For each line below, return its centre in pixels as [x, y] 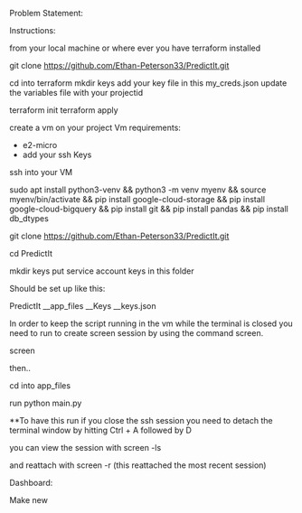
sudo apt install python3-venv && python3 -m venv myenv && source [138, 190]
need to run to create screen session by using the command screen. [137, 333]
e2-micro [40, 145]
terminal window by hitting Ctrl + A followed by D [101, 430]
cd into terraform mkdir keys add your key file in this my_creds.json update [148, 83]
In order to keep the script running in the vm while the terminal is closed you [151, 323]
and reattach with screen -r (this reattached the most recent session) [138, 465]
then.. [20, 368]
